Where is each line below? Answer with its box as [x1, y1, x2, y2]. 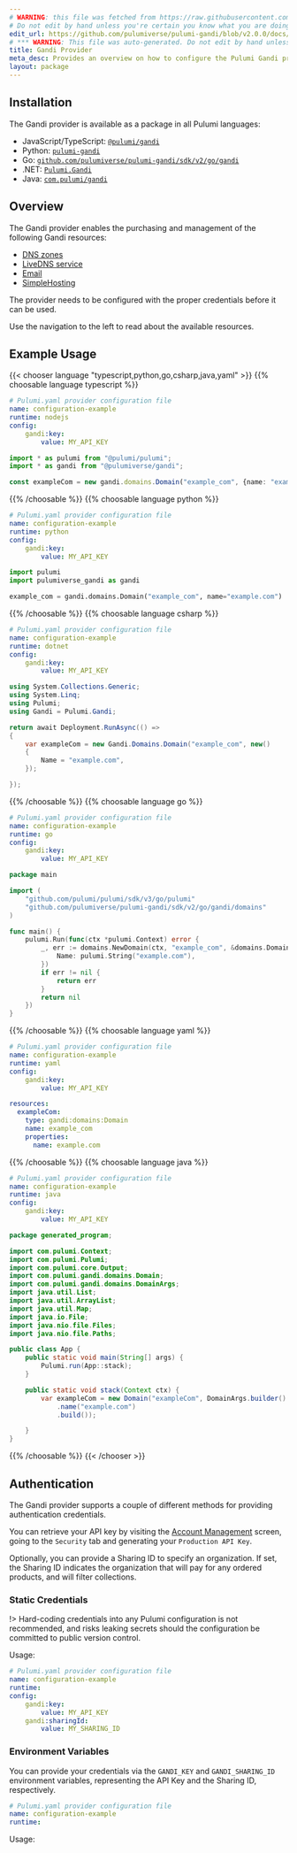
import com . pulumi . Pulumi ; [9, 1255, 109, 1264]
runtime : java [9, 1190, 62, 1199]
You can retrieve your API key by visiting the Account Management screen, [9, 1526, 282, 1536]
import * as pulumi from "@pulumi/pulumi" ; [9, 453, 172, 463]
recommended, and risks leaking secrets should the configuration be [9, 1623, 261, 1634]
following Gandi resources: [9, 232, 108, 242]
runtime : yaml [9, 1058, 62, 1067]
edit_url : [9, 29, 46, 38]
